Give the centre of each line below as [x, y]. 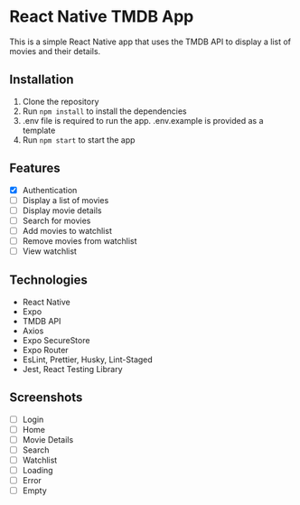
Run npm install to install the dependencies [104, 111]
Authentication [50, 190]
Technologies [49, 281]
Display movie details [62, 210]
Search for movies [56, 220]
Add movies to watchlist [67, 230]
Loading [37, 470]
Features [35, 168]
